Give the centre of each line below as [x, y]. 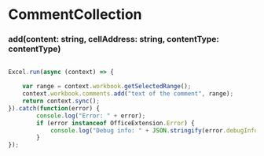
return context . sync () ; [61, 101]
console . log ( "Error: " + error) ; [91, 116]
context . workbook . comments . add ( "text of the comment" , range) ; [128, 94]
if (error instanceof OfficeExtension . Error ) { [115, 123]
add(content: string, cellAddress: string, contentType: [114, 39]
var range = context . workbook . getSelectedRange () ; [107, 87]
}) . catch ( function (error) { [54, 108]
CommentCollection [75, 15]
